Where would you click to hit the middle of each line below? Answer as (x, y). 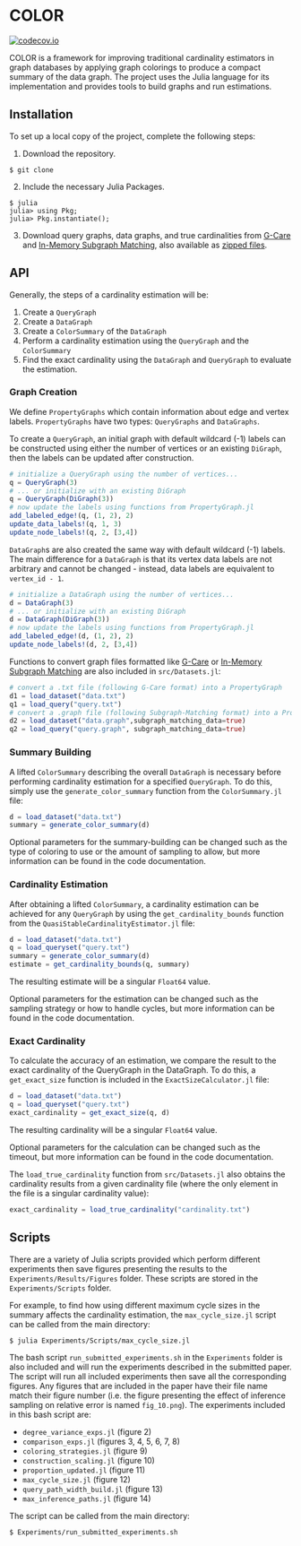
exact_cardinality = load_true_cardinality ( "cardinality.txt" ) (130, 1210)
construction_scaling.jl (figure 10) (88, 1460)
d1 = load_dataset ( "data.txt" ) (68, 695)
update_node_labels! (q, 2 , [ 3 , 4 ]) (74, 532)
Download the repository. (69, 153)
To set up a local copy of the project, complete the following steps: (133, 136)
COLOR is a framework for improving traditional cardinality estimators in (142, 57)
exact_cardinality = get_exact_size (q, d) (90, 1113)
